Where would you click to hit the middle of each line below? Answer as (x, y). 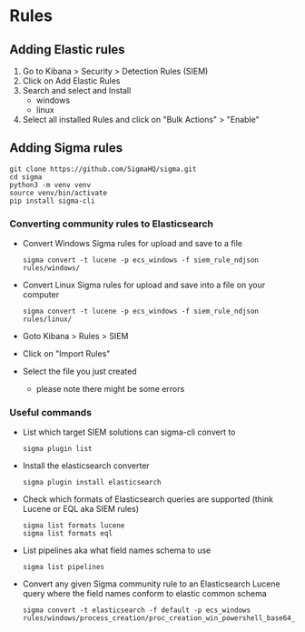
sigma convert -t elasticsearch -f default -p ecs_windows (137, 610)
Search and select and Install (77, 90)
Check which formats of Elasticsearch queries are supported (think (148, 499)
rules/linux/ (47, 319)
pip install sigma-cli (52, 201)
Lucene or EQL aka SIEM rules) (80, 509)
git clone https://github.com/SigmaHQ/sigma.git (103, 169)
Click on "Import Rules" (66, 354)
